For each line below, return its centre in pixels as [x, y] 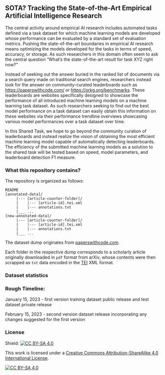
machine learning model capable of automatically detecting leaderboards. [80, 141]
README [12, 190]
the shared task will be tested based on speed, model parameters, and [77, 152]
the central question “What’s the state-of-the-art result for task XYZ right [79, 59]
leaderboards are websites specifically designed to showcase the [72, 95]
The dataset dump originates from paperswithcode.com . [62, 242]
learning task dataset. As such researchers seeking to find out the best [77, 105]
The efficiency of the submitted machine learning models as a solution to [79, 147]
